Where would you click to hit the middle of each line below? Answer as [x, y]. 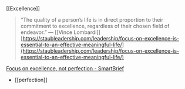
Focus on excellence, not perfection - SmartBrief [65, 69]
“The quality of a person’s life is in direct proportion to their [92, 20]
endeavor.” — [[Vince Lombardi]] [60, 32]
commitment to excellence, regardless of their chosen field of [95, 26]
